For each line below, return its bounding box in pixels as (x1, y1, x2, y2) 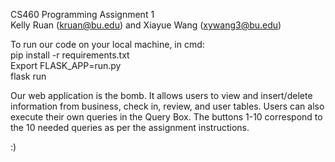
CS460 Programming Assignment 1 (10, 9, 155, 20)
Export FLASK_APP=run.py (10, 60, 122, 71)
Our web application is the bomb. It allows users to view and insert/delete (10, 90, 313, 101)
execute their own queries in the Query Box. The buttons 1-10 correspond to (10, 111, 323, 123)
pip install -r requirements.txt (10, 49, 130, 61)
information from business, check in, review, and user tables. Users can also (10, 100, 325, 112)
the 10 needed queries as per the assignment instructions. (10, 122, 250, 133)
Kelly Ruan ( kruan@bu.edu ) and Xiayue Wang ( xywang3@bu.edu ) (10, 19, 282, 31)
